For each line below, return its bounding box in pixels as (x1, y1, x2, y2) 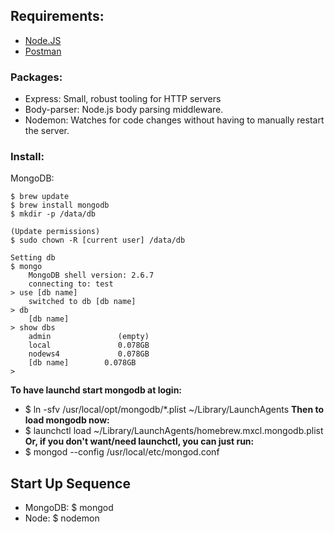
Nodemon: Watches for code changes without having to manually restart (24, 114, 325, 126)
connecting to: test (28, 279, 114, 289)
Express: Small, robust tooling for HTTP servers (24, 93, 222, 105)
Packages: (10, 70, 63, 84)
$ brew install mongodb (10, 200, 110, 211)
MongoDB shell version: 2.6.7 (28, 270, 155, 281)
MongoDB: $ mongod (24, 502, 114, 514)
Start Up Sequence (10, 475, 131, 492)
